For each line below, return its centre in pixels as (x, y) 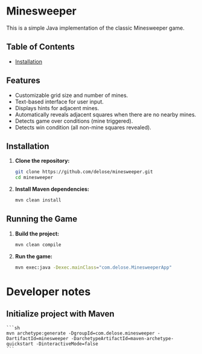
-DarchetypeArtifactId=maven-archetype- (122, 338)
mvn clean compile (38, 244)
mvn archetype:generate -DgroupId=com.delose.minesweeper (80, 333)
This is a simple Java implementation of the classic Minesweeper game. (96, 28)
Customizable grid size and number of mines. (71, 95)
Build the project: (37, 234)
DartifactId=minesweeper (37, 338)
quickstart (20, 344)
